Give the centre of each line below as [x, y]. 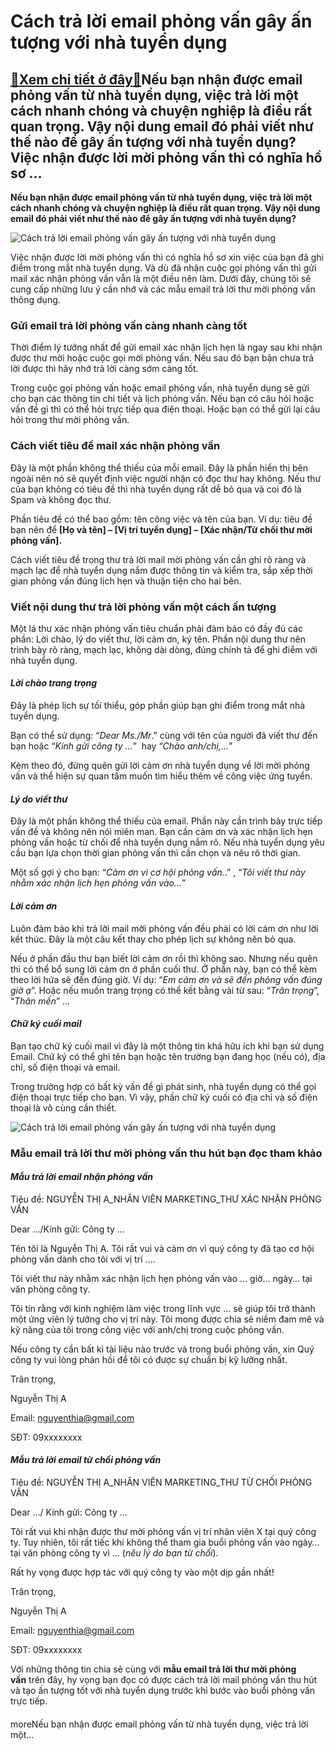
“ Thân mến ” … [40, 1001]
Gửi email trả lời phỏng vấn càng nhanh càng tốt [129, 325]
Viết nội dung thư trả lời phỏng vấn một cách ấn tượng [143, 607]
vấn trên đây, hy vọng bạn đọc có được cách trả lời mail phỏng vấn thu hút [164, 1680]
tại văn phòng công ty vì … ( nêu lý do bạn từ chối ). [114, 1553]
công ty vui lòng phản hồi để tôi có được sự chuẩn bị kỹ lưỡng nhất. [149, 1359]
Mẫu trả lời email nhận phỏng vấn [82, 1177]
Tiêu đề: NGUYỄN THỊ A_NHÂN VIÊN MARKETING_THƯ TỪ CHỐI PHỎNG [161, 1482]
